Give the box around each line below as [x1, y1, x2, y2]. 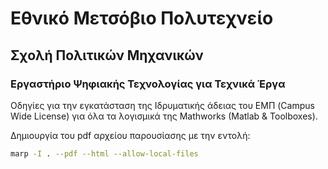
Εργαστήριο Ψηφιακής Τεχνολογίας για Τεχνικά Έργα [10, 77, 286, 91]
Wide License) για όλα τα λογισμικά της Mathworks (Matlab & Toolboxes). [10, 110, 318, 122]
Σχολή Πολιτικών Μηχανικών [10, 47, 204, 64]
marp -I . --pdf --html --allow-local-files [10, 148, 199, 159]
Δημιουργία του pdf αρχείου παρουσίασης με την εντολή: [10, 129, 251, 141]
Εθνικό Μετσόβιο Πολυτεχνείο [10, 7, 274, 30]
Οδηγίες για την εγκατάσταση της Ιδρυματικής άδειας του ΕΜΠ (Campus [10, 99, 315, 111]
